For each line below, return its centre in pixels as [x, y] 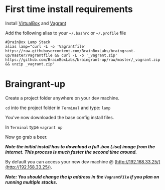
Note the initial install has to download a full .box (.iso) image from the [80, 146]
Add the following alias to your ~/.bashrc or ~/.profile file [66, 33]
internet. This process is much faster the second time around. [71, 152]
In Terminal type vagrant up [34, 127]
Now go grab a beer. [26, 137]
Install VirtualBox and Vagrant [36, 23]
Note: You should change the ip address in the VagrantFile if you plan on [82, 176]
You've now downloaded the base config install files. [60, 117]
